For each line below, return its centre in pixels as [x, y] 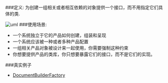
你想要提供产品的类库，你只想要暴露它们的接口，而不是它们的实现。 [84, 54]
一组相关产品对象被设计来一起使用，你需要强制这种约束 [70, 48]
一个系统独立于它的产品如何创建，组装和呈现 [59, 35]
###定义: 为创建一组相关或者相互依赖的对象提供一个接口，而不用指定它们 [82, 7]
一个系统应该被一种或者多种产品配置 [51, 41]
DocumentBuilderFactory [39, 75]
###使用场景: [33, 25]
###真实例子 [19, 65]
